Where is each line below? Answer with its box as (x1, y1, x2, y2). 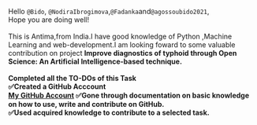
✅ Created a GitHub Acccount (8, 82, 106, 91)
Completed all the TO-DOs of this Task (8, 74, 136, 83)
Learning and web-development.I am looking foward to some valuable (8, 40, 236, 50)
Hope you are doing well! (8, 15, 90, 24)
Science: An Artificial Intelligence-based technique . (8, 57, 183, 66)
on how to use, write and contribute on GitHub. (8, 100, 165, 108)
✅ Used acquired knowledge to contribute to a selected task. (8, 108, 210, 117)
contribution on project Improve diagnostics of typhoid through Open (8, 49, 237, 57)
